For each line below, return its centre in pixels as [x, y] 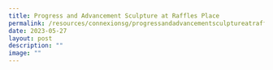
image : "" [25, 53]
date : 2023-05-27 [38, 31]
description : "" [36, 46]
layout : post [30, 38]
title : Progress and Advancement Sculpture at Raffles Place [114, 16]
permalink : [27, 23]
